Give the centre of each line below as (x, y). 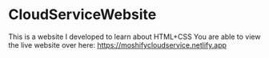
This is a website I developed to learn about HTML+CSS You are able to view (134, 37)
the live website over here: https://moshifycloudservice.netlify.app (117, 44)
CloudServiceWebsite (82, 15)
